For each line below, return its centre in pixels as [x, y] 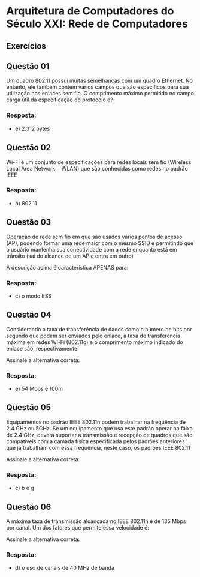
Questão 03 [29, 222]
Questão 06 [29, 506]
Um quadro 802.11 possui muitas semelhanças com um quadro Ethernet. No [100, 81]
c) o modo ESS [33, 296]
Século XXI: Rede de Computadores [97, 24]
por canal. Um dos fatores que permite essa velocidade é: [78, 527]
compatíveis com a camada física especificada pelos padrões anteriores [96, 441]
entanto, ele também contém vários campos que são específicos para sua [98, 87]
